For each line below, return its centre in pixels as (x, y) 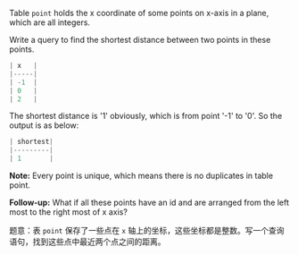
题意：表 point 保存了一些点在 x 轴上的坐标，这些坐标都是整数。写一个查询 (147, 230)
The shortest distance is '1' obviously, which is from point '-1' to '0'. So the (146, 116)
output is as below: (44, 125)
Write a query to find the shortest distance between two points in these (140, 40)
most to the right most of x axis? (68, 212)
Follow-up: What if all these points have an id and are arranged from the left (149, 202)
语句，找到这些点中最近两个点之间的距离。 (87, 242)
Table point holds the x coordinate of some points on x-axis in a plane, (139, 13)
